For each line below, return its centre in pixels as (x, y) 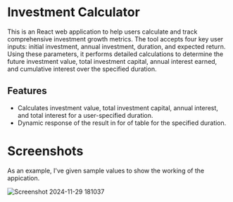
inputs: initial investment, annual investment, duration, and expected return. (116, 46)
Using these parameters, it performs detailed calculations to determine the (115, 54)
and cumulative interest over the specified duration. (82, 69)
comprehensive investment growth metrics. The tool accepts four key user (115, 39)
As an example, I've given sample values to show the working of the (106, 170)
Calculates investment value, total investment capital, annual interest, (118, 108)
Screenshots (45, 151)
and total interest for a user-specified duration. (85, 115)
